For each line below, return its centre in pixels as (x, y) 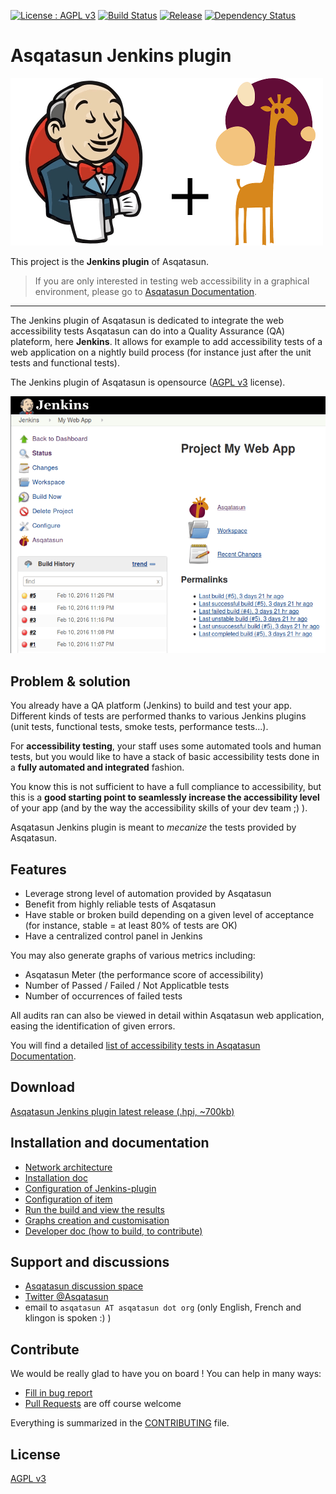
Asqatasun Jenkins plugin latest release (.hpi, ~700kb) (122, 1111)
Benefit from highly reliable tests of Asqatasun (120, 904)
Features (38, 869)
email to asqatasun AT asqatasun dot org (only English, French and (163, 1307)
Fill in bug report (58, 1393)
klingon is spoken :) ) (68, 1318)
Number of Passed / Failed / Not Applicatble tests (127, 985)
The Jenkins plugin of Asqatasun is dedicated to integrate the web (147, 320)
